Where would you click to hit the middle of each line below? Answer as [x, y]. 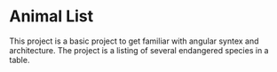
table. [20, 60]
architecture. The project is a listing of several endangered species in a [139, 50]
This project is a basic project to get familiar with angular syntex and [134, 41]
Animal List [51, 16]
